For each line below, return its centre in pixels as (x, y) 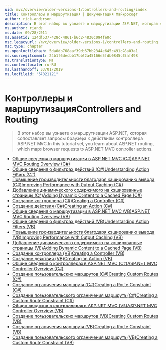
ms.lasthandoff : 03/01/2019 (34, 70)
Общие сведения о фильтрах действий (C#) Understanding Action (81, 169)
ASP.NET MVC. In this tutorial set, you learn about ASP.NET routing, (85, 143)
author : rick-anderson (28, 19)
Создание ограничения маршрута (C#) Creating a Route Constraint (82, 284)
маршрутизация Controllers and (73, 109)
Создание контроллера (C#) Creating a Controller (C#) (68, 200)
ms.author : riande (24, 28)
